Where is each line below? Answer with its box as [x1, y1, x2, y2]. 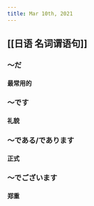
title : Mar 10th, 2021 [7, 10, 73, 17]
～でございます [7, 173, 58, 183]
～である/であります [7, 135, 75, 145]
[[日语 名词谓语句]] [7, 38, 88, 49]
